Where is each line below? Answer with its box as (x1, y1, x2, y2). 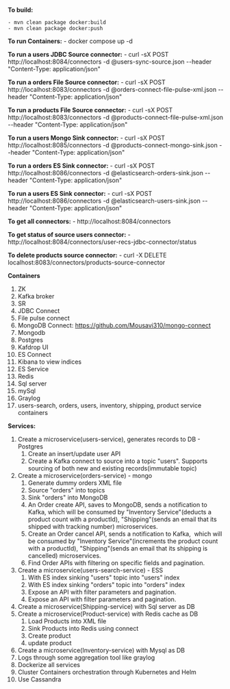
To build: (8, 6, 34, 14)
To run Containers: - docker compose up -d (8, 37, 133, 45)
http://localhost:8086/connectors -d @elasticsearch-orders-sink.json (8, 169, 204, 177)
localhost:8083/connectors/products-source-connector (8, 258, 166, 266)
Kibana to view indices (17, 358, 81, 366)
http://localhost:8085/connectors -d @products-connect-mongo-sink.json (8, 141, 218, 149)
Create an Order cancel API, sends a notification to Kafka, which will (27, 530, 222, 538)
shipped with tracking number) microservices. (27, 523, 158, 530)
